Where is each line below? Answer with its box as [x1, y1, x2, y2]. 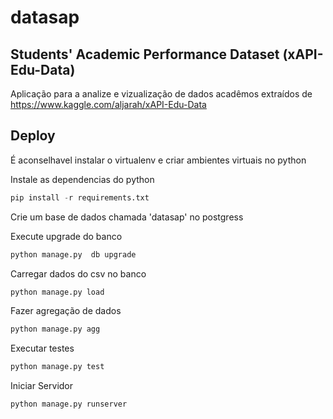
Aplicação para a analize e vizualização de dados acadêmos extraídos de [10, 88, 313, 100]
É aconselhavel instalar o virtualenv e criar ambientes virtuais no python [10, 154, 307, 166]
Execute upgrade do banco [10, 230, 123, 242]
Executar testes [10, 342, 75, 355]
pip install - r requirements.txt [10, 192, 150, 203]
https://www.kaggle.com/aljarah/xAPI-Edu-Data [10, 99, 207, 110]
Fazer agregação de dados [10, 305, 122, 317]
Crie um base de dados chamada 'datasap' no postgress [10, 211, 244, 223]
